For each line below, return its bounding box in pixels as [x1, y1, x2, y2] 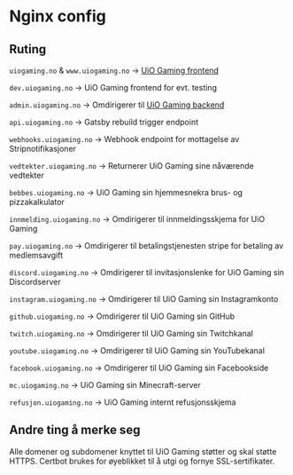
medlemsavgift [9, 250, 64, 260]
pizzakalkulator [9, 197, 65, 207]
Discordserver [9, 277, 61, 287]
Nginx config [9, 6, 106, 27]
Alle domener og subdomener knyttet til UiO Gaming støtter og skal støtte [9, 446, 277, 456]
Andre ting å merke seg [9, 423, 141, 438]
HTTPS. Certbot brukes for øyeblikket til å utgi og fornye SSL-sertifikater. [9, 455, 275, 466]
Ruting [9, 42, 47, 57]
